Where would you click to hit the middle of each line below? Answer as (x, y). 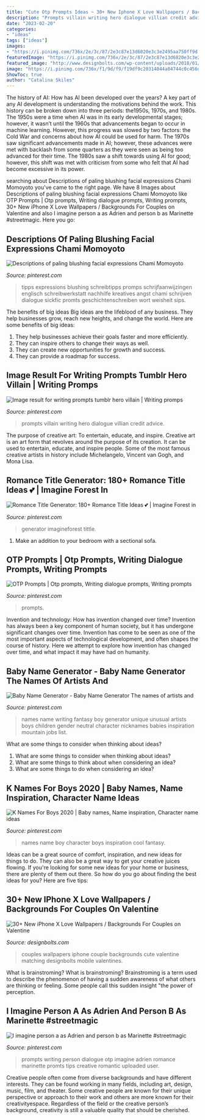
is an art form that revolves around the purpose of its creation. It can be (96, 441)
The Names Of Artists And (57, 681)
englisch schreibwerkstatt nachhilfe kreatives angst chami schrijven (106, 293)
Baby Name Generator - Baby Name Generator (96, 671)
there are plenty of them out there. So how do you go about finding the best (102, 874)
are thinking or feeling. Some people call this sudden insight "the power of (100, 986)
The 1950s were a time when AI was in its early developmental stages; (95, 117)
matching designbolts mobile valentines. (72, 960)
